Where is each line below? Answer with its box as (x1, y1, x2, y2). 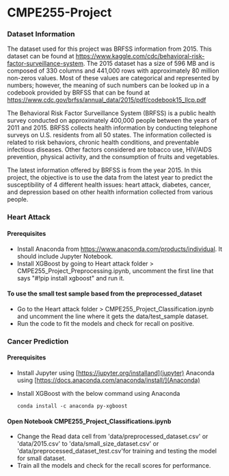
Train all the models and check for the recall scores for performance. (16, 462, 211, 470)
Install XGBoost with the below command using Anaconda (16, 389, 180, 397)
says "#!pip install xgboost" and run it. (16, 274, 125, 282)
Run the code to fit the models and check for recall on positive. (16, 319, 195, 327)
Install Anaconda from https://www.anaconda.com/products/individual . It (16, 245, 223, 253)
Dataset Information (7, 29, 75, 39)
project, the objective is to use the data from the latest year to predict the (7, 174, 213, 182)
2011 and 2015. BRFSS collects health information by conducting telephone (7, 123, 217, 132)
